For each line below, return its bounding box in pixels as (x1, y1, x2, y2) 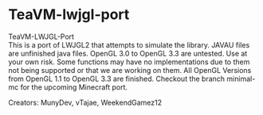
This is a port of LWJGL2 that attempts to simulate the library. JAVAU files (8, 40, 250, 49)
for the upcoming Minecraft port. (20, 82, 128, 92)
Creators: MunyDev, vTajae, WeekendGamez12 (8, 98, 162, 107)
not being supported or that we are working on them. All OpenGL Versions (8, 65, 252, 75)
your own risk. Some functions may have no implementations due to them (8, 57, 250, 67)
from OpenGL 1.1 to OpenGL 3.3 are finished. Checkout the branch (8, 74, 226, 83)
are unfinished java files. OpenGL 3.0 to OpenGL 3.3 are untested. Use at (8, 48, 248, 58)
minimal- (226, 74, 256, 83)
